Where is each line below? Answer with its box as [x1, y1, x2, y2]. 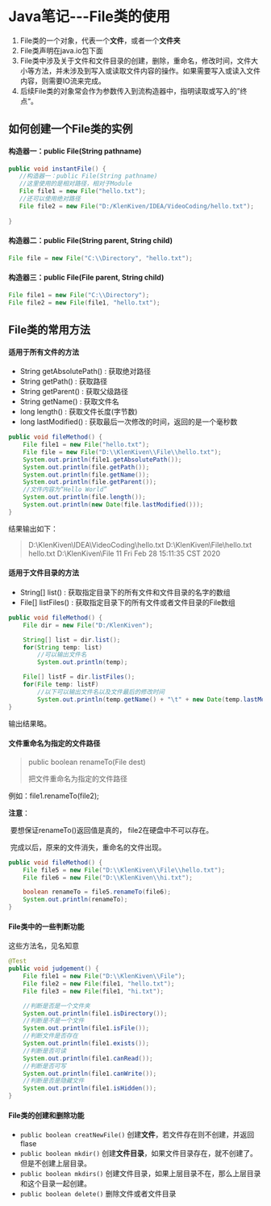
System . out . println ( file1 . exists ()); [23, 1040, 150, 1048]
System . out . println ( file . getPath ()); [23, 463, 150, 471]
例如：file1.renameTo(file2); [8, 791, 99, 800]
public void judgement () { [8, 964, 99, 973]
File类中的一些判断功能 [8, 922, 85, 931]
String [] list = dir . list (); [23, 636, 121, 644]
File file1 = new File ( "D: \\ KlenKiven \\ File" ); [23, 973, 186, 981]
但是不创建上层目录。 [19, 1158, 91, 1168]
